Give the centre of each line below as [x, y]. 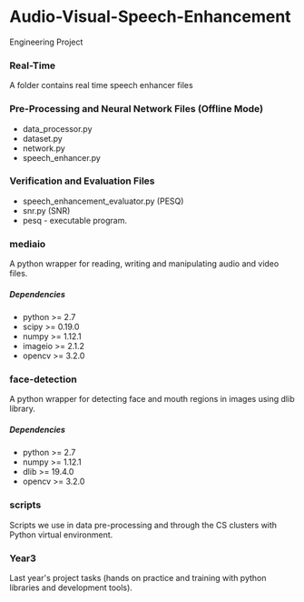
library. [23, 409]
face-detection [43, 379]
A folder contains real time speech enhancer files [101, 85]
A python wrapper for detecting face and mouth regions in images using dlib [152, 399]
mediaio [28, 244]
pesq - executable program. [75, 220]
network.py [44, 148]
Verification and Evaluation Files [82, 181]
